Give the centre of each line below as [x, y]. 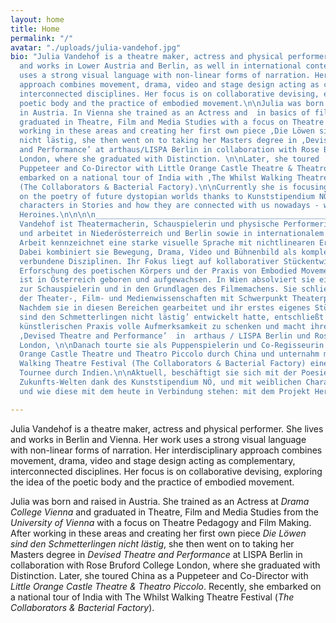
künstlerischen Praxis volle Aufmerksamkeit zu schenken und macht [163, 326]
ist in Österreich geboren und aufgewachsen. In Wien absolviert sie [167, 280]
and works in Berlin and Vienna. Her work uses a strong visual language [158, 439]
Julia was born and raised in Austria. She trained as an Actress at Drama [160, 501]
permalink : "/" [42, 38]
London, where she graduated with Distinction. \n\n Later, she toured [169, 159]
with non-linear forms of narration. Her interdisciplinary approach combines [166, 450]
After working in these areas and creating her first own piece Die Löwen [158, 533]
